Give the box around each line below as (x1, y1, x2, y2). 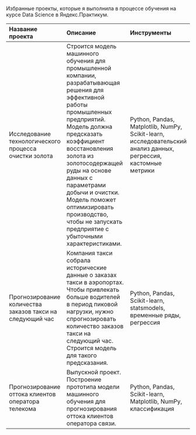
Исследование (9, 130, 51, 138)
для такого (66, 351, 97, 359)
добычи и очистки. (66, 188, 120, 196)
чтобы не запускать (66, 217, 123, 226)
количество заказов (66, 322, 124, 330)
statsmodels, (130, 304, 165, 312)
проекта (9, 32, 33, 40)
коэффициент (66, 137, 105, 145)
